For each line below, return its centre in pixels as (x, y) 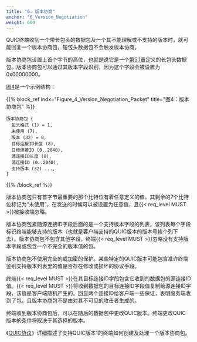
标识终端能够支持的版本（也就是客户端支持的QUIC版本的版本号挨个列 (90, 232)
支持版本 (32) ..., (33, 169)
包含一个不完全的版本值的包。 (62, 246)
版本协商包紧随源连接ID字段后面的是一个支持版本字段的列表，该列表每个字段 (98, 224)
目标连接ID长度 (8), (34, 144)
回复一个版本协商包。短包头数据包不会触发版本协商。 (75, 47)
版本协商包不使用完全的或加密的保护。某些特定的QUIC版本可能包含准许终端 (97, 259)
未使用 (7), (25, 132)
